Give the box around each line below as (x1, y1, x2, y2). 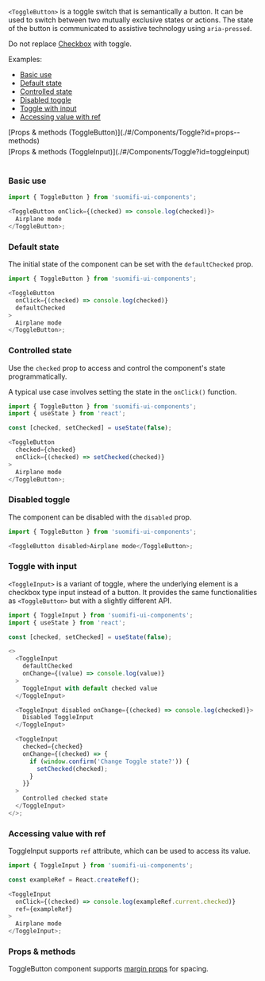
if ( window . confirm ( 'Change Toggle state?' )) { (29, 757, 190, 765)
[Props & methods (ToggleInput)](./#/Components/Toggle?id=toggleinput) (8, 147, 250, 156)
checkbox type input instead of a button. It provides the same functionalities (8, 587, 258, 597)
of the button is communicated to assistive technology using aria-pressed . (8, 24, 252, 33)
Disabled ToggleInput (22, 714, 94, 722)
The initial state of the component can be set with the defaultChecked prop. (8, 259, 254, 269)
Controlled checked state (22, 795, 109, 803)
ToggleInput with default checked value (22, 684, 158, 692)
